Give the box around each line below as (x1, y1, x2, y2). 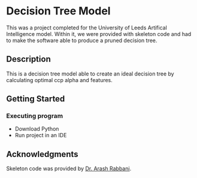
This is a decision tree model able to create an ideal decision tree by (6, 70, 175, 77)
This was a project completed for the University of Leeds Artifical (6, 24, 168, 31)
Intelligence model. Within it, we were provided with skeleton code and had (6, 30, 192, 37)
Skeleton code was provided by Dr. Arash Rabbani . (6, 165, 132, 172)
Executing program (6, 112, 63, 120)
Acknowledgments (6, 149, 79, 159)
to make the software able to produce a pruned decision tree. (6, 37, 157, 44)
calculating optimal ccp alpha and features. (6, 76, 113, 83)
